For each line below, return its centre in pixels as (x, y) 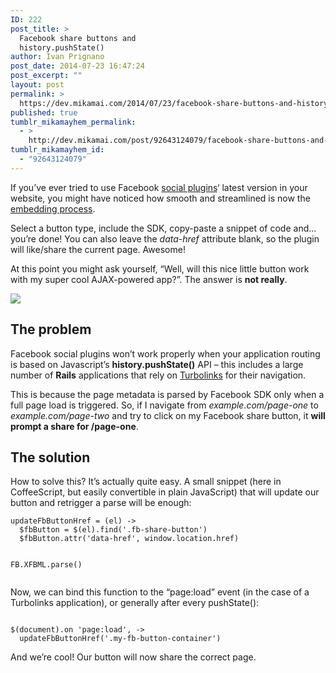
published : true (44, 112)
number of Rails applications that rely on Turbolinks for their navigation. (158, 375)
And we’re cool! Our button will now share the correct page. (133, 657)
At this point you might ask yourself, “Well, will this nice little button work (160, 268)
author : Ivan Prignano (57, 57)
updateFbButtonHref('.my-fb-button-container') (120, 639)
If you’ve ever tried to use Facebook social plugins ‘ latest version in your (159, 187)
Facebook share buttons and (78, 38)
